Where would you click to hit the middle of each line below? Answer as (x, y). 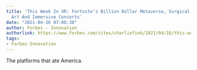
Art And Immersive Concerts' (47, 17)
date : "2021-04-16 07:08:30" (42, 22)
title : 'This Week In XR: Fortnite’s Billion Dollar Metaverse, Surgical (98, 11)
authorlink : (21, 33)
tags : (13, 38)
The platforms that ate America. (45, 60)
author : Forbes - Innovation (42, 28)
